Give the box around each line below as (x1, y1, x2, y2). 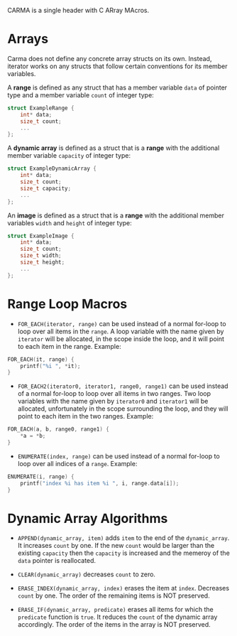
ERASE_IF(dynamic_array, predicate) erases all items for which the (17, 605, 214, 614)
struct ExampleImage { (7, 232, 75, 239)
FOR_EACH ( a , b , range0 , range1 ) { (7, 426, 110, 433)
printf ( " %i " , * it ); (20, 362, 81, 370)
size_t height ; (20, 259, 65, 266)
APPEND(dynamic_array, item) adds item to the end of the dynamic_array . (17, 534, 230, 542)
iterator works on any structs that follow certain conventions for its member (7, 62, 228, 70)
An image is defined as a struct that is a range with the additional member (7, 211, 225, 220)
